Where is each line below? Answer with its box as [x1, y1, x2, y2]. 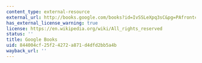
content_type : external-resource [6, 8, 90, 15]
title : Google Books [6, 37, 58, 43]
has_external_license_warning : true [6, 20, 98, 26]
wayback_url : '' [6, 48, 47, 54]
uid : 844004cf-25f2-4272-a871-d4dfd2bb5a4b [6, 43, 117, 49]
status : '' [6, 31, 34, 37]
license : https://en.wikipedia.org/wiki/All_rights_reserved [6, 25, 163, 32]
